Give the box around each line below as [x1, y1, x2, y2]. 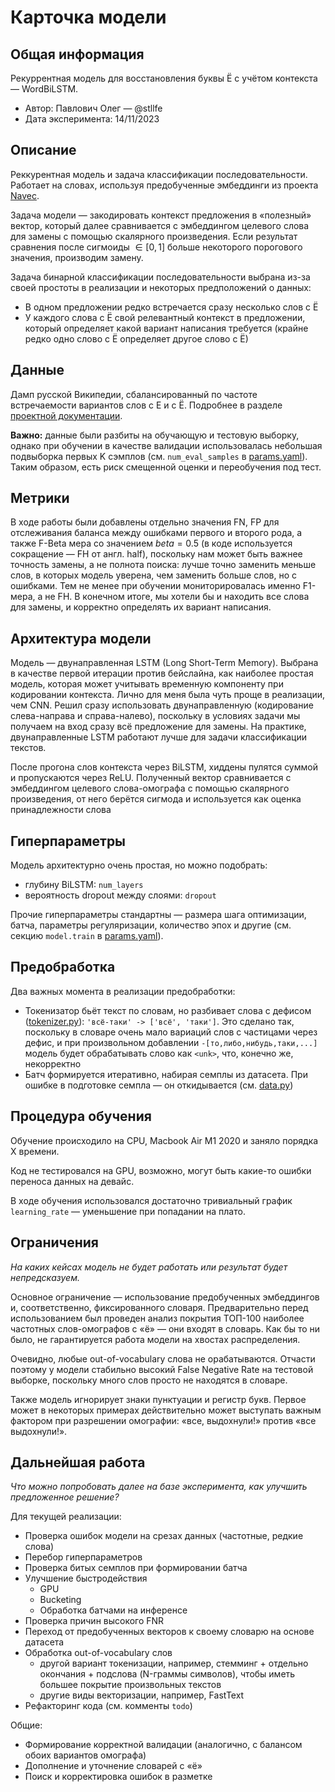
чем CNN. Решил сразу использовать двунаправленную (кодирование [10, 699, 314, 711]
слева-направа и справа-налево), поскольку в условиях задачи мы [10, 710, 301, 722]
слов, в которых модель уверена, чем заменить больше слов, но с [10, 569, 298, 581]
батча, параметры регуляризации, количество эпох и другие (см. [10, 919, 292, 931]
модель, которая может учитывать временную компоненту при [10, 678, 284, 690]
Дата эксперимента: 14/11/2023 [24, 113, 160, 125]
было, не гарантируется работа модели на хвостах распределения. [10, 1333, 301, 1345]
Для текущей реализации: [10, 1511, 122, 1523]
